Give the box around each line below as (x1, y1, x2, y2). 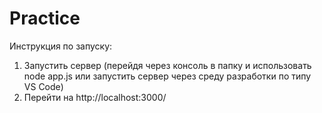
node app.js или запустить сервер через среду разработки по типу (23, 70, 312, 82)
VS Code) (23, 80, 64, 92)
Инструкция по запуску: (9, 40, 113, 52)
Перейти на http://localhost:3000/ (23, 91, 167, 103)
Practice (9, 7, 81, 30)
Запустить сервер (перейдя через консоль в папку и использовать (23, 59, 312, 71)
